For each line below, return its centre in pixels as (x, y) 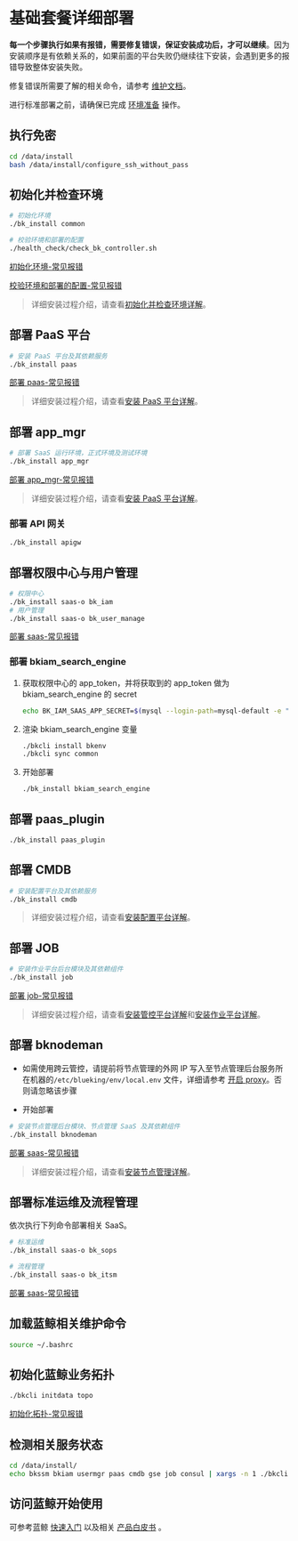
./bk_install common (48, 224)
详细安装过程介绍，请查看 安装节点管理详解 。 (113, 1172)
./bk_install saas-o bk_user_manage (77, 618)
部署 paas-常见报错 (44, 383)
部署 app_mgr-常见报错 (52, 479)
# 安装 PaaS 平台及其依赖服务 (59, 356)
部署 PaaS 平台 (50, 335)
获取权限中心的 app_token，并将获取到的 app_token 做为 (125, 682)
